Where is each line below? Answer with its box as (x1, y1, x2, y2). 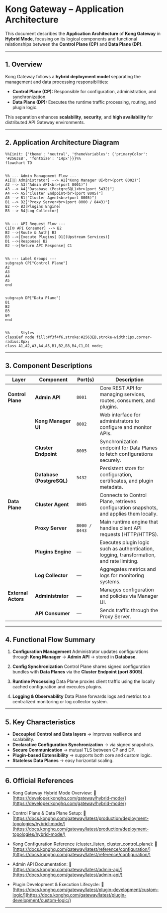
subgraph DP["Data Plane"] (5, 295, 61, 300)
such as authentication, (99, 545, 154, 552)
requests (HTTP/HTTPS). (99, 531, 159, 538)
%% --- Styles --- (5, 330, 43, 335)
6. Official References (5, 777, 74, 785)
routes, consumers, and (99, 397, 155, 404)
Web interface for (99, 411, 141, 418)
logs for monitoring (99, 572, 144, 579)
